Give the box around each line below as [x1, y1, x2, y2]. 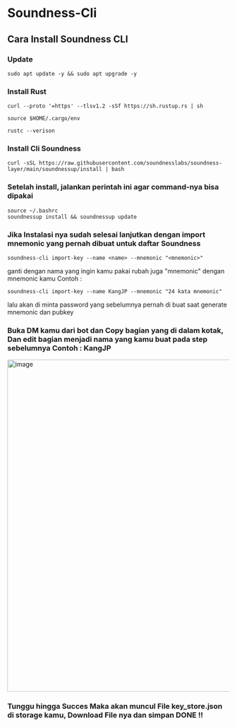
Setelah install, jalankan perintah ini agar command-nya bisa [7, 182, 219, 192]
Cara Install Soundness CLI [7, 33, 128, 45]
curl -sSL [7, 160, 37, 167]
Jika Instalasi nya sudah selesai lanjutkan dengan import [7, 230, 206, 240]
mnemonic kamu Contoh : [7, 274, 83, 283]
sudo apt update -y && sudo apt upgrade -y [7, 70, 138, 77]
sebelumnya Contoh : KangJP [7, 343, 111, 353]
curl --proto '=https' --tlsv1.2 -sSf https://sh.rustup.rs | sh [7, 102, 203, 110]
